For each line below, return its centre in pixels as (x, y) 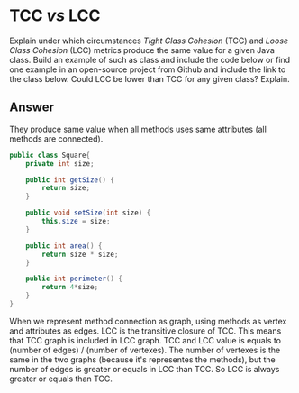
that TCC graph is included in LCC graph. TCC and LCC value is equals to (145, 340)
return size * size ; (80, 254)
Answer (32, 108)
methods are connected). (56, 138)
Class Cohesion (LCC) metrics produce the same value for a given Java (142, 50)
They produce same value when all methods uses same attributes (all (138, 129)
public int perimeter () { (74, 279)
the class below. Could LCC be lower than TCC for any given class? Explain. (149, 78)
